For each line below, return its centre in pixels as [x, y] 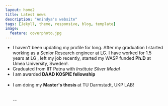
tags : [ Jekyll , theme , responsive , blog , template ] [60, 24]
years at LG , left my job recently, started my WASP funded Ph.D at [82, 58]
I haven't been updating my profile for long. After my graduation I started [88, 47]
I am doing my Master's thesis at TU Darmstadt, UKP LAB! [73, 85]
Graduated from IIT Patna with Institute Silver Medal [66, 69]
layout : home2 [20, 10]
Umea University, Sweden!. [40, 64]
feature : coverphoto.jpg [36, 33]
